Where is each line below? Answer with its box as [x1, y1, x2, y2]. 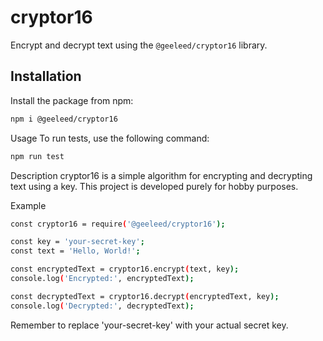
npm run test [10, 151, 65, 161]
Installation [10, 68, 82, 85]
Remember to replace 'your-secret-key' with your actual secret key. [10, 319, 289, 331]
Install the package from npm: [10, 94, 134, 106]
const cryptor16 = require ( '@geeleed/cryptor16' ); [10, 219, 226, 229]
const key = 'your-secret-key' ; [10, 237, 145, 247]
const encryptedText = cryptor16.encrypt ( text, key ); [10, 264, 240, 275]
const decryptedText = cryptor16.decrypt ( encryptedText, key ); [10, 291, 280, 301]
